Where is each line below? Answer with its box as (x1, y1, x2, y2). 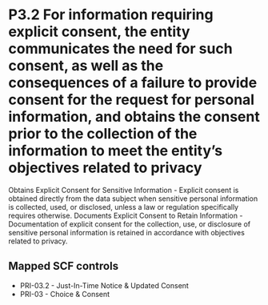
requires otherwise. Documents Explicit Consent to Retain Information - (8, 211, 243, 220)
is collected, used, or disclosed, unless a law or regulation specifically (8, 202, 238, 211)
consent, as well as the (8, 57, 164, 75)
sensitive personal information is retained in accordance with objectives (8, 227, 246, 237)
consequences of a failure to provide (8, 74, 258, 92)
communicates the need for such (8, 40, 234, 58)
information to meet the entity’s (8, 142, 222, 160)
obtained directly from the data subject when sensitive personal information (8, 194, 258, 203)
